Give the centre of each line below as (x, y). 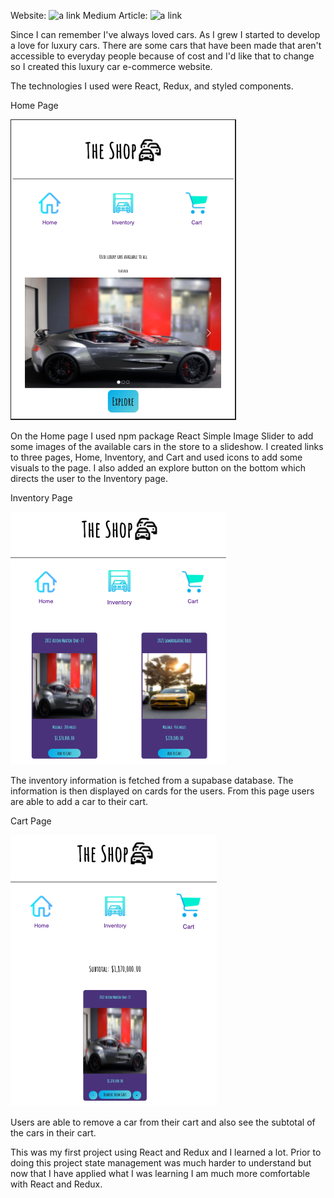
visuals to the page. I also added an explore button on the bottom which (158, 468)
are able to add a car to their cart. (79, 801)
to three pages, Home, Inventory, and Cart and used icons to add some (156, 457)
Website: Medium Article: (79, 15)
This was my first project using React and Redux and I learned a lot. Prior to (166, 1152)
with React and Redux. (56, 1184)
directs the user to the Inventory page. (89, 478)
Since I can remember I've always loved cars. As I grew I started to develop (165, 34)
